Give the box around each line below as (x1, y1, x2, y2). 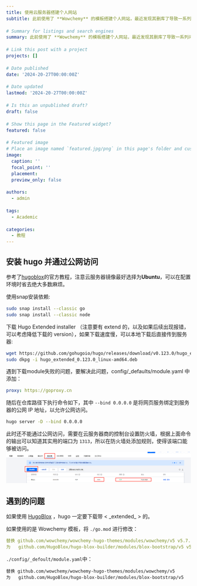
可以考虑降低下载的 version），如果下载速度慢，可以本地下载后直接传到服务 (6, 330, 188, 337)
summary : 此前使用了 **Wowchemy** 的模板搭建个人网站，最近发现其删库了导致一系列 (6, 34, 189, 41)
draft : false (6, 109, 38, 115)
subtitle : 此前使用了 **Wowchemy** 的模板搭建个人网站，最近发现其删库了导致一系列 (6, 15, 192, 22)
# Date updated (6, 84, 43, 90)
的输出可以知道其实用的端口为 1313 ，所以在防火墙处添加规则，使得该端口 (6, 438, 183, 445)
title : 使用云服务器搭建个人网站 (6, 9, 77, 15)
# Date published (6, 65, 49, 71)
